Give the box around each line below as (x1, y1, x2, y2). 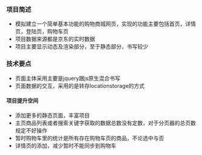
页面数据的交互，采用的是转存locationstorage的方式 (15, 82, 145, 89)
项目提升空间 (6, 97, 38, 104)
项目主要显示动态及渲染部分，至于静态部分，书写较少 (15, 43, 149, 50)
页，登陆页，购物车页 (15, 28, 69, 35)
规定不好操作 (15, 127, 47, 134)
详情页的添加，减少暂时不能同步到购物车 (15, 142, 116, 149)
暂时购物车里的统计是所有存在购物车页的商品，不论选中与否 (15, 134, 164, 142)
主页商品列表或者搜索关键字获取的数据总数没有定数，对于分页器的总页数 (15, 119, 196, 127)
